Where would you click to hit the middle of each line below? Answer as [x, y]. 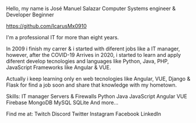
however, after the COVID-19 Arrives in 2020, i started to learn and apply [94, 55]
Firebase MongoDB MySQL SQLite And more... [62, 102]
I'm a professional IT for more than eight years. [63, 37]
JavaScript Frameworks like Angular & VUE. [59, 67]
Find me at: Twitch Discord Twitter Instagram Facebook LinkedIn [84, 114]
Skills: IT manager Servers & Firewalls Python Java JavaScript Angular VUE [97, 96]
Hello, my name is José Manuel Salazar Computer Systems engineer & [91, 8]
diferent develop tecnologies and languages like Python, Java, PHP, [87, 61]
